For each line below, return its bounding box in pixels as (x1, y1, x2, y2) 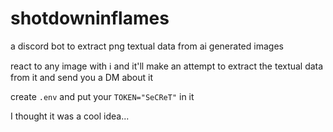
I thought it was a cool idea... (10, 110, 130, 122)
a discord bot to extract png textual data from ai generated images (10, 40, 284, 52)
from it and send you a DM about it (10, 71, 153, 83)
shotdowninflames (10, 7, 170, 30)
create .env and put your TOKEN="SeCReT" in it (10, 90, 195, 102)
